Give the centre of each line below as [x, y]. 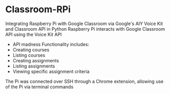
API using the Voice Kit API [34, 34]
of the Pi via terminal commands [39, 87]
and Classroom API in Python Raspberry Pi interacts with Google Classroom [85, 29]
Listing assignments [34, 66]
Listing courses [29, 55]
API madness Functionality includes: [51, 44]
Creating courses [31, 50]
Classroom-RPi [38, 9]
